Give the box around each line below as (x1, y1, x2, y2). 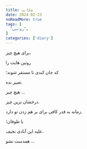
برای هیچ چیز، (6, 49, 32, 56)
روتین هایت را (6, 59, 32, 65)
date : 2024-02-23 (6, 12, 42, 17)
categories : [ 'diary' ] (6, 36, 53, 41)
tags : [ (6, 21, 22, 27)
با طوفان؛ (6, 118, 24, 124)
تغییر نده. (6, 79, 23, 85)
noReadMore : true (6, 17, 42, 22)
